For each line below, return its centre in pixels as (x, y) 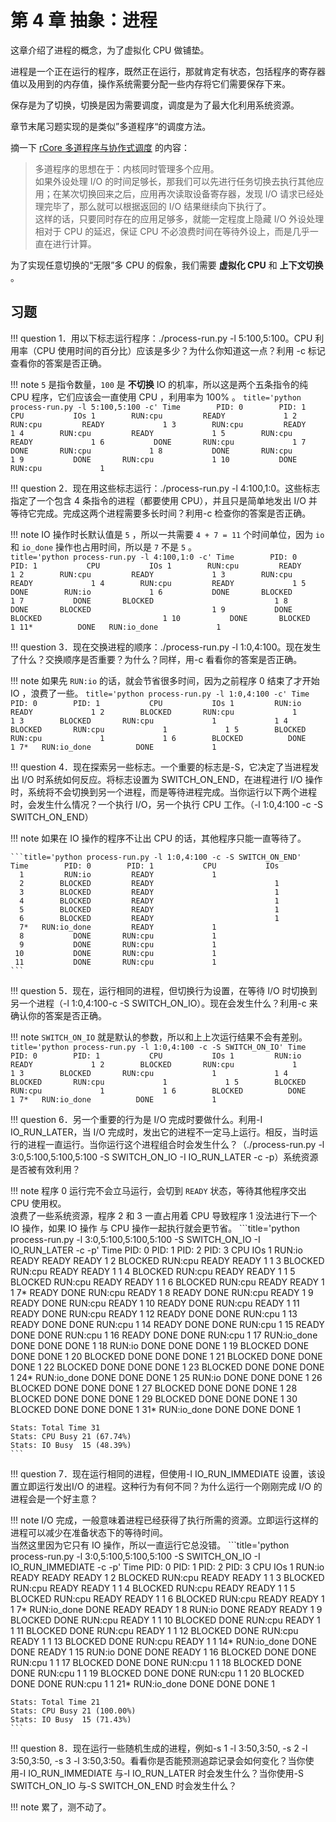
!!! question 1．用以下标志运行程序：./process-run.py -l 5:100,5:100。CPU (161, 338)
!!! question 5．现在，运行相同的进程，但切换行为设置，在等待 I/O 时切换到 (164, 990)
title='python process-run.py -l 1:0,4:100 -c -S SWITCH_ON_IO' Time (158, 1047)
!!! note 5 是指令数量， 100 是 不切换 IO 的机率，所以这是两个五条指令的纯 (159, 384)
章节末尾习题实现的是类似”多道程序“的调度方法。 (111, 126)
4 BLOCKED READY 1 (149, 901)
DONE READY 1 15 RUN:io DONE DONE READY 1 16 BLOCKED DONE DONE (163, 1652)
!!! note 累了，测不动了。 (61, 1807)
